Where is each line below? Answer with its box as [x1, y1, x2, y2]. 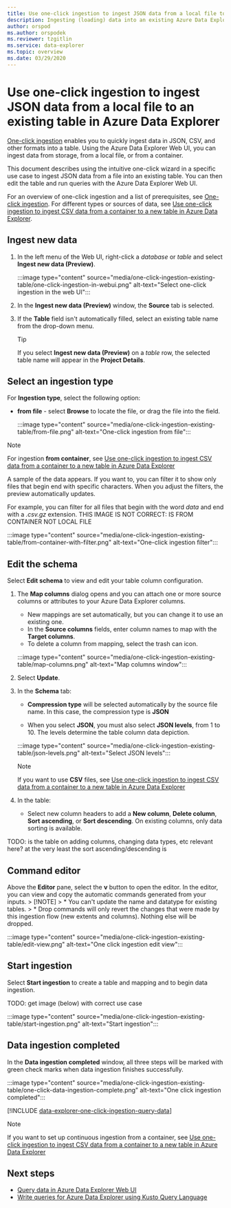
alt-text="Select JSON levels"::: [81, 749, 170, 757]
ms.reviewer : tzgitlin [7, 36, 72, 43]
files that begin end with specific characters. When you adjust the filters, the [7, 482, 223, 490]
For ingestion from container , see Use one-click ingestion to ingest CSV [7, 455, 212, 463]
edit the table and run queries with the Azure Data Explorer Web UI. [7, 179, 198, 187]
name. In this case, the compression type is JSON [27, 708, 170, 716]
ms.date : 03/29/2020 [7, 55, 67, 62]
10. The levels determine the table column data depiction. [27, 729, 190, 737]
